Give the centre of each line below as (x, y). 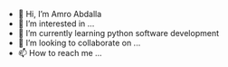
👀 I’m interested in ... (56, 24)
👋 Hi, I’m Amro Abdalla (60, 14)
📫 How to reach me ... (60, 53)
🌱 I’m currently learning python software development (119, 33)
